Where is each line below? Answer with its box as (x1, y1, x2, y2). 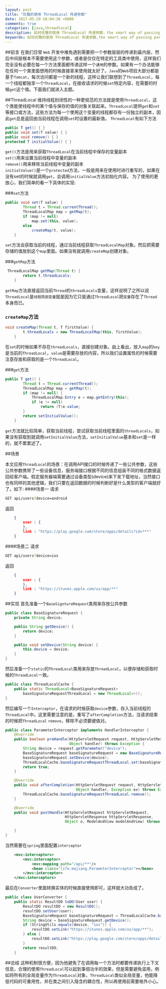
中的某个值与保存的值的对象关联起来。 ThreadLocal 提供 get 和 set (31, 103, 160, 109)
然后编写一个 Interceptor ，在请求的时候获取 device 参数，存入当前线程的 (5, 705, 151, 711)
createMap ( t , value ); (31, 228, 77, 233)
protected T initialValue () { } (5, 139, 72, 144)
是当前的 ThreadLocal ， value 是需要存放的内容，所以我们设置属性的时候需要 (5, 350, 158, 356)
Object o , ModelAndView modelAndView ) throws (65, 819, 161, 824)
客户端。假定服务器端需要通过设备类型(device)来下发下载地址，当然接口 (13, 473, 161, 479)
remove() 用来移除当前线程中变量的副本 (5, 161, 84, 167)
